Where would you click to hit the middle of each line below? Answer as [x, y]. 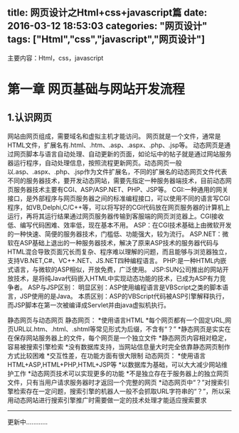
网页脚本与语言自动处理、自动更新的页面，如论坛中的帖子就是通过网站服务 [122, 154]
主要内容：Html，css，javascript [55, 58]
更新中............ [28, 422]
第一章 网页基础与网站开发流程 [96, 89]
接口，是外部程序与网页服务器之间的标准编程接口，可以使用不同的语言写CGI [119, 198]
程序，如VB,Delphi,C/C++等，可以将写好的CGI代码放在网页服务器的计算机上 [119, 207]
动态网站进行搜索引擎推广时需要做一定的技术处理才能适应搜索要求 [110, 400]
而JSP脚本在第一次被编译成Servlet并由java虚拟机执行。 [89, 305]
